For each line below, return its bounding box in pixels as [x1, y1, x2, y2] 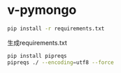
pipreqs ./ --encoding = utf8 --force [7, 58, 114, 66]
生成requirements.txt [7, 38, 68, 47]
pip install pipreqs [7, 52, 68, 59]
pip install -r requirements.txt [7, 25, 105, 32]
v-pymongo [7, 2, 77, 18]
